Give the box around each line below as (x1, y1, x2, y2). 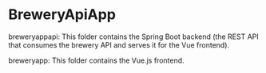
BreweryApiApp (8, 6, 116, 24)
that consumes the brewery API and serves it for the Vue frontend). (8, 40, 230, 49)
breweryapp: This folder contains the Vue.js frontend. (8, 56, 185, 65)
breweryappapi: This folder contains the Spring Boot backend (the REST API (8, 32, 259, 41)
